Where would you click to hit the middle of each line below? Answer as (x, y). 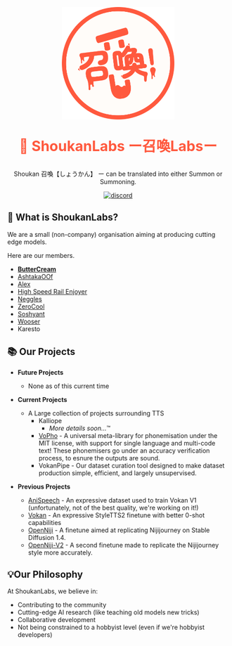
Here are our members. (41, 255)
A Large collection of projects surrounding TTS (96, 413)
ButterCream (37, 269)
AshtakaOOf (35, 276)
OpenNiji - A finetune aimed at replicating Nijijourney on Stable (119, 530)
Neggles (30, 299)
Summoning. (118, 182)
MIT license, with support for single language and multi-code (127, 443)
